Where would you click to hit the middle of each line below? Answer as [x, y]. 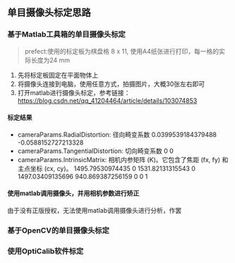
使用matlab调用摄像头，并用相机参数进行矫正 [73, 193]
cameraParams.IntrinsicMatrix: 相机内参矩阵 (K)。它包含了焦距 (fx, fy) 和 [123, 159]
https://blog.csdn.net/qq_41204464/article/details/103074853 [107, 100]
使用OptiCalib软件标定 [46, 251]
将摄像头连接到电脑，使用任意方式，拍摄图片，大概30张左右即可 [111, 84]
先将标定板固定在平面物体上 [58, 75]
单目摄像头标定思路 [49, 13]
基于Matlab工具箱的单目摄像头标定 [66, 35]
